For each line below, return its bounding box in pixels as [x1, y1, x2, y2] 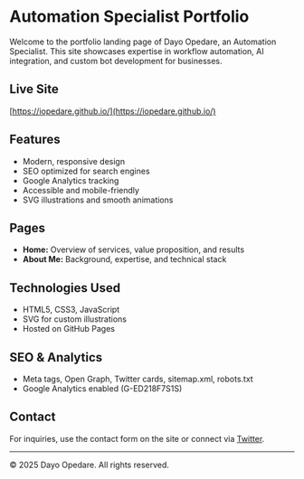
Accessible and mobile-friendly [22, 184, 140, 195]
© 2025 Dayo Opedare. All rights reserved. [9, 459, 170, 470]
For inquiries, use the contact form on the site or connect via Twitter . [9, 433, 265, 444]
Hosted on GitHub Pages [22, 324, 116, 334]
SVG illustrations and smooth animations [22, 194, 174, 205]
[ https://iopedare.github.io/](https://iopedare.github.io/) [9, 106, 216, 117]
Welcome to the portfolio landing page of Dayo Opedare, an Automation [9, 36, 277, 47]
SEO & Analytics [9, 350, 103, 365]
